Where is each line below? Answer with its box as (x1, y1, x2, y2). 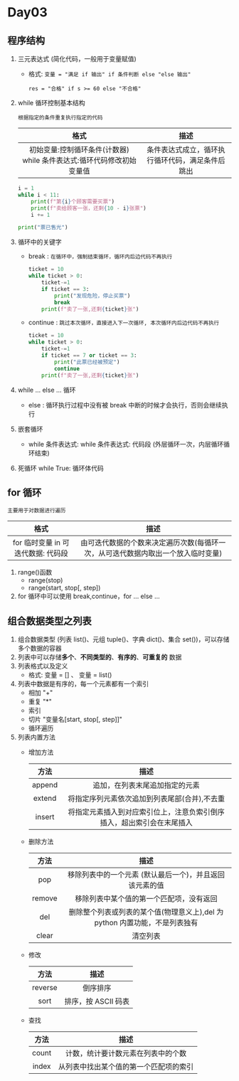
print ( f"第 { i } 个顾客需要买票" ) (31, 198, 115, 205)
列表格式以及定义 (17, 662, 68, 671)
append (31, 780, 58, 790)
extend (33, 794, 57, 804)
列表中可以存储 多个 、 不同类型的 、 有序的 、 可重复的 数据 (17, 653, 182, 661)
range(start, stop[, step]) (28, 584, 101, 592)
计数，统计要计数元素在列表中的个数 (65, 1048, 187, 1058)
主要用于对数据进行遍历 (7, 507, 66, 514)
